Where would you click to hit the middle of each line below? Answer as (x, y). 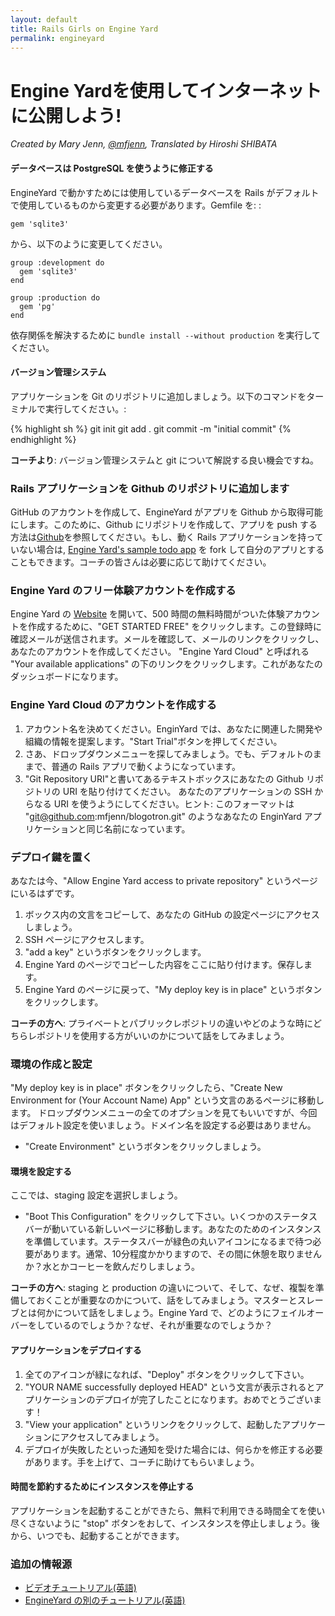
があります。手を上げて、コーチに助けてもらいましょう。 (142, 1462)
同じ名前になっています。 (138, 828)
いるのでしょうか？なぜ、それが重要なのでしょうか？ (163, 1325)
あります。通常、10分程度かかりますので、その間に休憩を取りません (182, 1254)
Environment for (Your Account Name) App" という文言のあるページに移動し (167, 1100)
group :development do (57, 262)
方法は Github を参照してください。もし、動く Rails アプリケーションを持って (167, 537)
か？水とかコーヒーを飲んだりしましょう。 (112, 1267)
